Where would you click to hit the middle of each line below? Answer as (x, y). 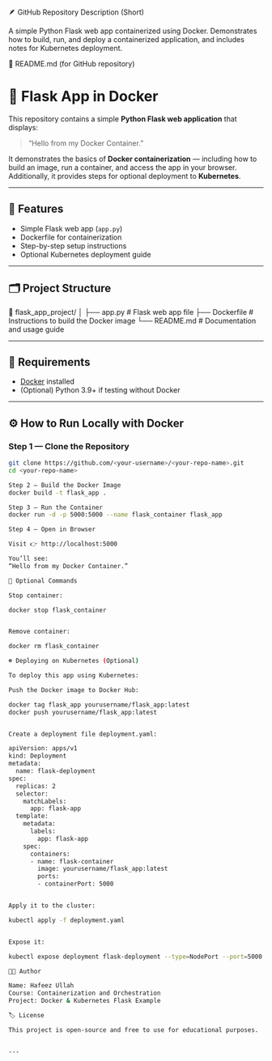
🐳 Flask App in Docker (83, 97)
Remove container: (39, 632)
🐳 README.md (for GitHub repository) (72, 64)
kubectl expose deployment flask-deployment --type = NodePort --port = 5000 (136, 957)
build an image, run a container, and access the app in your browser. (123, 167)
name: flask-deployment (55, 771)
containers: (50, 854)
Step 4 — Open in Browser (52, 529)
